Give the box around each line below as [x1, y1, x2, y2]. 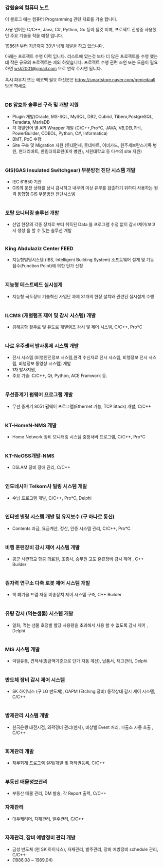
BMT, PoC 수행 [12, 136, 42, 142]
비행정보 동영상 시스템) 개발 [18, 360, 72, 366]
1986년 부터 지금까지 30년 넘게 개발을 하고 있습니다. [5, 43, 105, 49]
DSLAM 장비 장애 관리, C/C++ [12, 464, 71, 471]
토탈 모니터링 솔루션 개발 [5, 209, 59, 216]
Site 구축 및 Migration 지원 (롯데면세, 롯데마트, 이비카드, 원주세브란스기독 [12, 142, 152, 148]
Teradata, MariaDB [12, 119, 50, 125]
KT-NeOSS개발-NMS [5, 452, 54, 459]
